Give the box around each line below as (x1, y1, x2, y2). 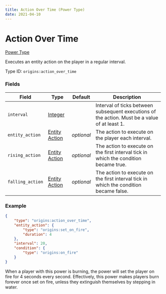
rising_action (7, 152, 41, 158)
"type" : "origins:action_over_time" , (14, 218, 92, 223)
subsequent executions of (95, 108, 156, 115)
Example (5, 202, 27, 209)
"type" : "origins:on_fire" (23, 250, 79, 256)
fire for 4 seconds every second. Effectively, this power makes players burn (5, 273, 159, 279)
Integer (47, 111, 65, 118)
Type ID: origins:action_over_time (5, 69, 77, 74)
